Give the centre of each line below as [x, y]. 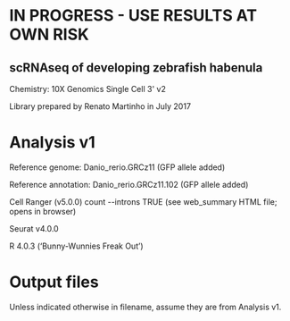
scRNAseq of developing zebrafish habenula [136, 68]
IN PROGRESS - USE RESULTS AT [133, 16]
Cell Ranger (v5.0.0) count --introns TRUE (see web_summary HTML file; [143, 201]
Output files [54, 282]
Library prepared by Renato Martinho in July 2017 [100, 106]
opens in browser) [43, 211]
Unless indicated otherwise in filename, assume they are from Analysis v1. [145, 307]
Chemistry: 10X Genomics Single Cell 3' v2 [88, 89]
